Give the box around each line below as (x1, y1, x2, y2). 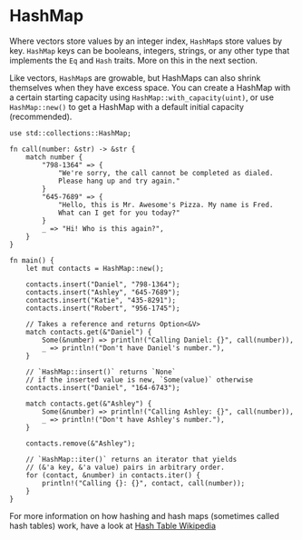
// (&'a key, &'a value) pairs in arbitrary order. (25, 463, 225, 472)
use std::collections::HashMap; (9, 128, 132, 137)
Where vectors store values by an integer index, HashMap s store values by (9, 35, 283, 46)
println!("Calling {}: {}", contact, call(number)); (42, 478, 246, 487)
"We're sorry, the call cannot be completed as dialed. (57, 168, 274, 177)
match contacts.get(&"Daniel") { (25, 327, 152, 336)
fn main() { (9, 255, 54, 265)
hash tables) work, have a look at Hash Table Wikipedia (9, 520, 216, 531)
